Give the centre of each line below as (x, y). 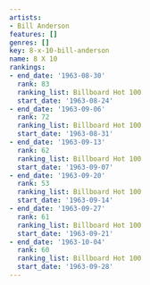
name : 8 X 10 (33, 59)
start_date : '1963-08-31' (66, 134)
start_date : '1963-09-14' (66, 201)
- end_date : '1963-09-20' (57, 175)
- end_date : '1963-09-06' (57, 109)
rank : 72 (33, 117)
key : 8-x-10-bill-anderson (59, 51)
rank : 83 (33, 84)
